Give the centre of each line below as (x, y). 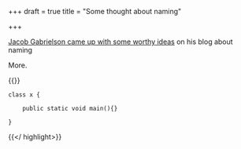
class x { (24, 95)
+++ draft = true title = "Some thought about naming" (95, 11)
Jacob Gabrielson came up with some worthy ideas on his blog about (121, 42)
